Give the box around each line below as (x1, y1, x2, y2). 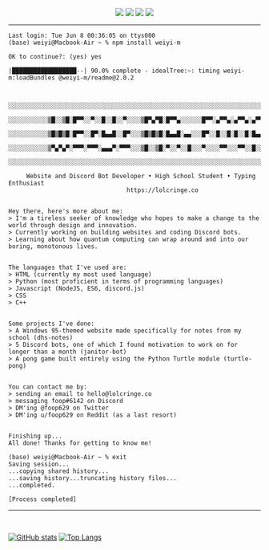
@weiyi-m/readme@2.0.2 (58, 74, 134, 82)
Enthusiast (8, 179, 45, 187)
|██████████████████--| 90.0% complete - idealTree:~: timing (8, 67, 220, 75)
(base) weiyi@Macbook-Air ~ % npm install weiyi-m (8, 39, 181, 47)
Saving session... (8, 460, 70, 468)
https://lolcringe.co (126, 186, 199, 194)
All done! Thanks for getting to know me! (8, 439, 152, 447)
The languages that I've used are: (8, 263, 127, 271)
